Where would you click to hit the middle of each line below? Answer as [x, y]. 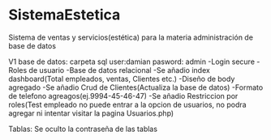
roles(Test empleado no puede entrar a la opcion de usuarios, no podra [127, 104]
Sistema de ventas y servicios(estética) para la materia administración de [131, 37]
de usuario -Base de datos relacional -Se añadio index [120, 70]
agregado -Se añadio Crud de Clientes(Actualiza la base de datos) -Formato [136, 87]
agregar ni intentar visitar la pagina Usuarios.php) [91, 113]
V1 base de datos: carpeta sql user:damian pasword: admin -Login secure [132, 62]
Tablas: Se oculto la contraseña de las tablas [83, 129]
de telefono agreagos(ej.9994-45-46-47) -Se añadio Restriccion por [123, 95]
